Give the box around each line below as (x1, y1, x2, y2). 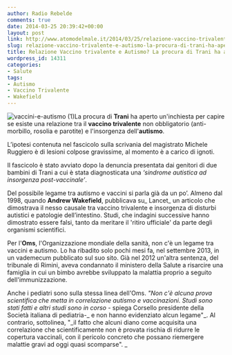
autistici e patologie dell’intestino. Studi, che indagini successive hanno (7, 211, 210, 219)
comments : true (7, 17, 51, 23)
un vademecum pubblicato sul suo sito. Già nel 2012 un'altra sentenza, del (7, 254, 219, 262)
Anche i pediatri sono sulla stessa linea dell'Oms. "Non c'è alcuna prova (7, 289, 213, 297)
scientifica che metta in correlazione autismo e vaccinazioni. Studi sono (7, 296, 213, 304)
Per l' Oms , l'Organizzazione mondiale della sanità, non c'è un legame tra (7, 239, 214, 247)
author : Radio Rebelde (7, 10, 72, 17)
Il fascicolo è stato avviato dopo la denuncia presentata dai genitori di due (7, 161, 217, 169)
